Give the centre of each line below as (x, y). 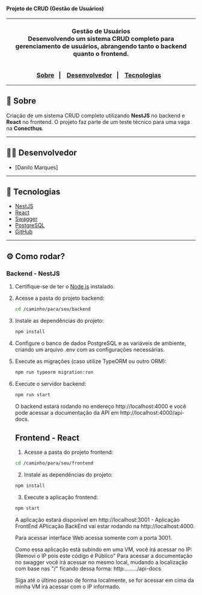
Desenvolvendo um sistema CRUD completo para (101, 39)
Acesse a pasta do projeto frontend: (69, 452)
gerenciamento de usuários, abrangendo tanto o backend (101, 46)
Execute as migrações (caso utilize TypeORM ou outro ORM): (91, 361)
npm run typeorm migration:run (54, 372)
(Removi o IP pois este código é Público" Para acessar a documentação (104, 555)
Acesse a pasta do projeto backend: (60, 298)
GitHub (24, 232)
